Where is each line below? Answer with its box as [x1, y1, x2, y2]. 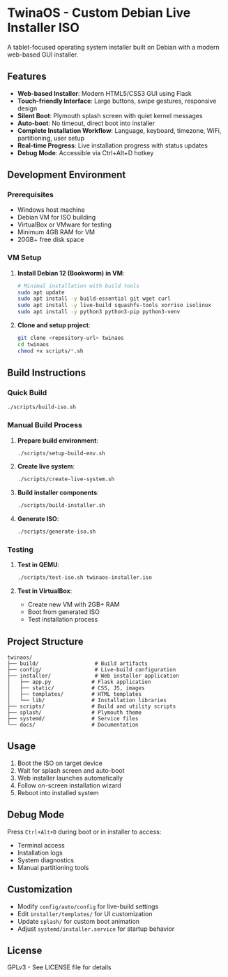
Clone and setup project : [17, 321, 91, 329]
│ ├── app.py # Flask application [7, 678, 151, 686]
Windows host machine [17, 206, 85, 214]
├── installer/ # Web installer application [7, 673, 179, 680]
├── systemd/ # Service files [7, 715, 139, 722]
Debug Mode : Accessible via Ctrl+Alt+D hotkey [17, 148, 154, 157]
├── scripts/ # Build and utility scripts [7, 703, 176, 711]
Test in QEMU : [17, 561, 60, 569]
